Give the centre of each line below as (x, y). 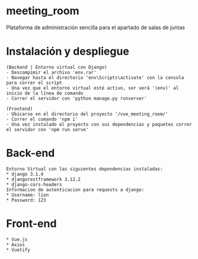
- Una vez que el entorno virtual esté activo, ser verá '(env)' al (92, 88)
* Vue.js (17, 239)
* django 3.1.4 (25, 174)
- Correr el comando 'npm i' (42, 119)
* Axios (16, 245)
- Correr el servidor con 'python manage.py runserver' (76, 98)
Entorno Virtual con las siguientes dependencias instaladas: (84, 169)
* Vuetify (18, 250)
